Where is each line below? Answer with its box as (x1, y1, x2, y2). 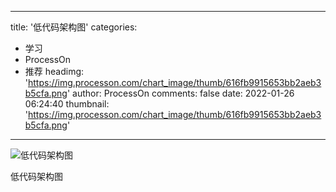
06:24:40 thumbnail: (24, 98, 110, 110)
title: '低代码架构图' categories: (10, 21, 138, 33)
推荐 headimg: (24, 66, 85, 77)
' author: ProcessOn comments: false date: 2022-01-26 (66, 87, 295, 99)
